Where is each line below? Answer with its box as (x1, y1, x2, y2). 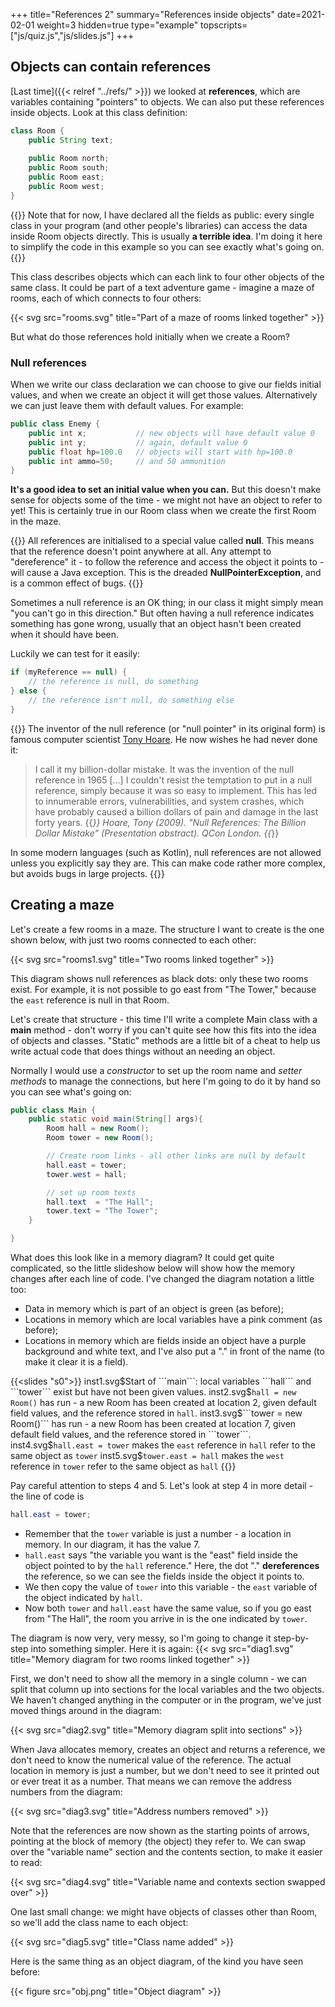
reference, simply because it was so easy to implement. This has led (34, 784, 317, 796)
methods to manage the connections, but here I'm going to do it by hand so (10, 1075, 321, 1087)
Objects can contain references (10, 59, 212, 76)
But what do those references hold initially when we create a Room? (10, 330, 290, 343)
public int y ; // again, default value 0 (28, 437, 248, 448)
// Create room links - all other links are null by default (46, 1151, 307, 1161)
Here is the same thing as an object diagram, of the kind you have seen (10, 1955, 304, 1967)
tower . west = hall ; (46, 1169, 128, 1179)
